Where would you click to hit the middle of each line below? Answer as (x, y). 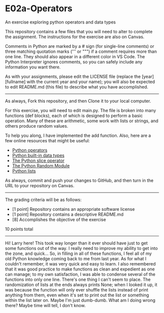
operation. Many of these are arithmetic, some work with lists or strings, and (82, 121)
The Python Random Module (41, 166)
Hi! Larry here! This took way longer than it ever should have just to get (76, 243)
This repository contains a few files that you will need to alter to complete (79, 31)
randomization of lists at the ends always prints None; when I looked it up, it (81, 285)
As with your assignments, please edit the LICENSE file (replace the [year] (80, 76)
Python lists (24, 171)
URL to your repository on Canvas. (40, 185)
